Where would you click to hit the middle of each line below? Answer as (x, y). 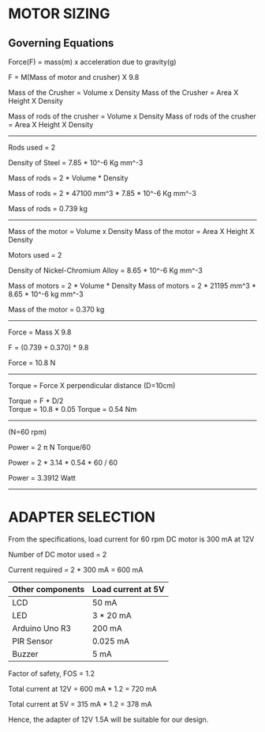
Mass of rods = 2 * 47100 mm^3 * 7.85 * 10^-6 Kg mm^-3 (103, 193)
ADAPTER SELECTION (82, 517)
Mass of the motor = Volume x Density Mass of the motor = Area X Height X (131, 231)
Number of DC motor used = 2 (58, 554)
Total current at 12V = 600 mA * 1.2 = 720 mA (83, 689)
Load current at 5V (128, 589)
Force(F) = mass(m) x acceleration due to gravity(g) (92, 62)
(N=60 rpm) (28, 432)
